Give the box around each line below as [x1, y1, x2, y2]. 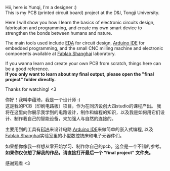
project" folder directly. [5, 77, 56, 82]
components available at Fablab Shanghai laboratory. [5, 50, 116, 56]
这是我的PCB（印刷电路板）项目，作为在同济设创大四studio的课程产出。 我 [5, 103, 161, 109]
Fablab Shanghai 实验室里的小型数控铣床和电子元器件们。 [5, 133, 124, 138]
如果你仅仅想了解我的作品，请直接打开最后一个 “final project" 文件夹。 [5, 150, 153, 155]
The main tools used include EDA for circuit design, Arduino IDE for [5, 40, 145, 46]
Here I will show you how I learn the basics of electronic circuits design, [5, 20, 155, 25]
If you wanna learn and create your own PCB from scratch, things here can [5, 61, 161, 66]
